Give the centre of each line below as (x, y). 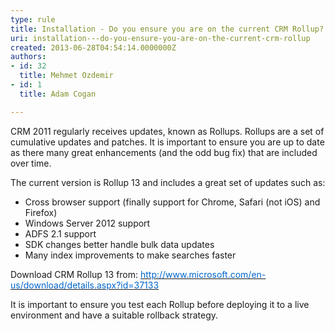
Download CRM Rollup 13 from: (74, 274)
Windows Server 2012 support (87, 223)
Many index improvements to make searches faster (130, 255)
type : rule (33, 19)
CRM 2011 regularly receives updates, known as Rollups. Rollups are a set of (167, 131)
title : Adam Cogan (58, 94)
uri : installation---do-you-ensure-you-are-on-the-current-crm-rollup (160, 38)
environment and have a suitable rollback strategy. (114, 315)
